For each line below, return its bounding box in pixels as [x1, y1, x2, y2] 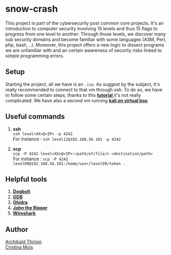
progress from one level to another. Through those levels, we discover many [5, 31, 166, 37]
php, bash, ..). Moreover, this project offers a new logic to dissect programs [5, 41, 165, 48]
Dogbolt [12, 188, 31, 195]
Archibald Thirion [5, 239, 42, 245]
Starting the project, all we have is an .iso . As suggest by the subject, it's [5, 81, 160, 87]
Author [5, 225, 28, 233]
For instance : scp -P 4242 [12, 156, 68, 162]
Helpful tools [5, 175, 47, 183]
